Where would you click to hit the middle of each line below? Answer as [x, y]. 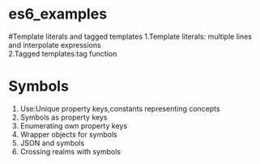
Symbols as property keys [64, 117]
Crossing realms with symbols [70, 151]
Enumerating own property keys [74, 125]
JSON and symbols [52, 143]
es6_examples [58, 14]
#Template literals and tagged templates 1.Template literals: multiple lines [130, 36]
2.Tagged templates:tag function [63, 53]
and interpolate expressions [55, 44]
